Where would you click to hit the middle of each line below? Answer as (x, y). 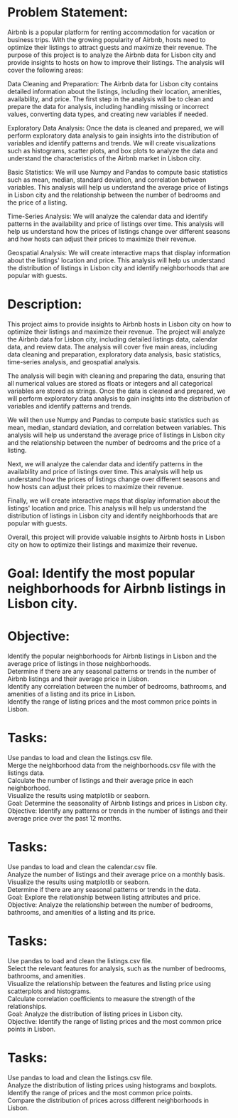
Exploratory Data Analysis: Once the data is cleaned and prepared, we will (116, 128)
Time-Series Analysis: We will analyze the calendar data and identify (108, 216)
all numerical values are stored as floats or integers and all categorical (110, 383)
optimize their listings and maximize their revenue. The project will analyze (117, 332)
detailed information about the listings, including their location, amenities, (115, 91)
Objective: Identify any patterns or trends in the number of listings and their (118, 811)
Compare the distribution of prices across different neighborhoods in (108, 1100)
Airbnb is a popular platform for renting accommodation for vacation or (111, 32)
